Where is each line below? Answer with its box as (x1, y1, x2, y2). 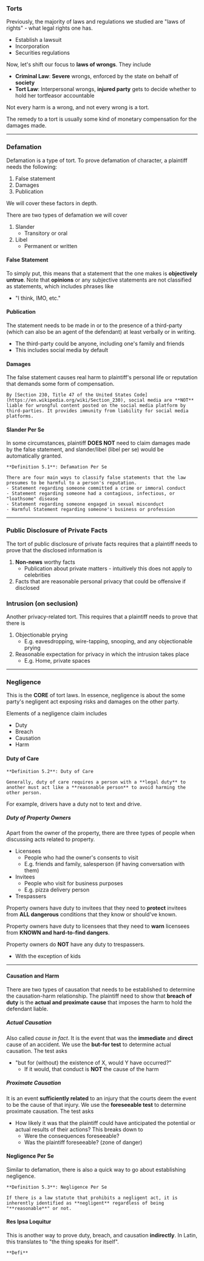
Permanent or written (24, 242, 78, 249)
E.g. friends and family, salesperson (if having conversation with (24, 860, 185, 868)
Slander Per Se (6, 426, 44, 433)
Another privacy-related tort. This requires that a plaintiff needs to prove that (6, 613, 198, 620)
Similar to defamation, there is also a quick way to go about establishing (6, 1166, 186, 1173)
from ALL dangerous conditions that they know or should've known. (6, 911, 177, 918)
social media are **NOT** (128, 397, 194, 404)
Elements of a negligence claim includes (6, 710, 107, 717)
